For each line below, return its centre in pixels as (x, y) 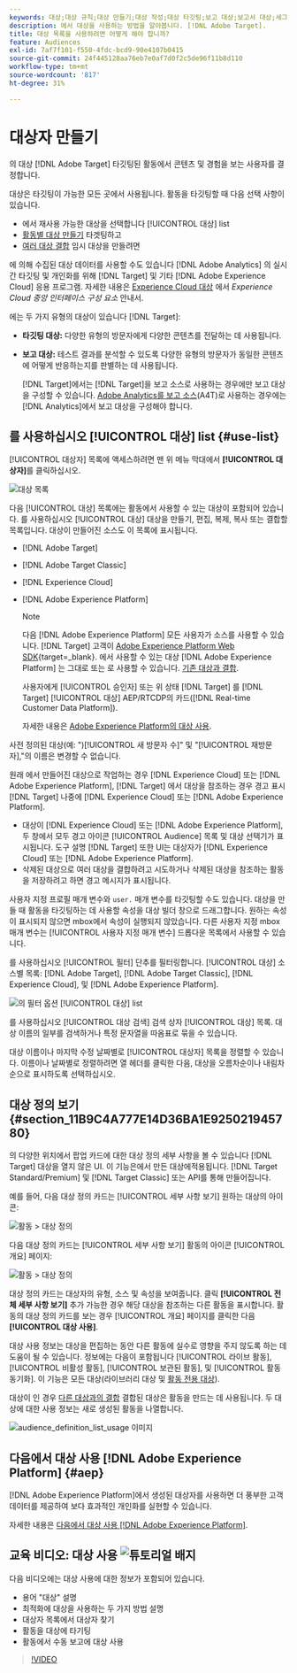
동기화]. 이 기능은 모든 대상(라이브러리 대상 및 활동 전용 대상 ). (114, 1379)
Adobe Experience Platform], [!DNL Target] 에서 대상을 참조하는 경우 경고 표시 (147, 786)
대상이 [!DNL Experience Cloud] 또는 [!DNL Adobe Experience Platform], (152, 825)
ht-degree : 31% (37, 83)
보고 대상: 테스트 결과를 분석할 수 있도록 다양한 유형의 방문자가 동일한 (141, 354)
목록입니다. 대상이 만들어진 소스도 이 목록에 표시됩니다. (103, 530)
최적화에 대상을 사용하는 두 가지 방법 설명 (93, 1608)
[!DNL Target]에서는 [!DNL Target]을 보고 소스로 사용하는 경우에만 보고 (145, 384)
